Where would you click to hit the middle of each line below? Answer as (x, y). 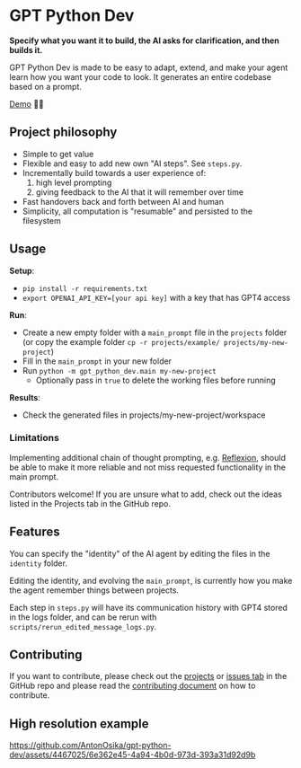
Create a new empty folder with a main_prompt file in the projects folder (155, 332)
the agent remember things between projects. (94, 590)
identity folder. (38, 563)
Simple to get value (58, 154)
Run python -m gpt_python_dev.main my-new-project (120, 370)
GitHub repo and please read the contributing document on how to (133, 686)
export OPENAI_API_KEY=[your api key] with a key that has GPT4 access (156, 297)
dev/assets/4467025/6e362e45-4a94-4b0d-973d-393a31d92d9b (133, 755)
